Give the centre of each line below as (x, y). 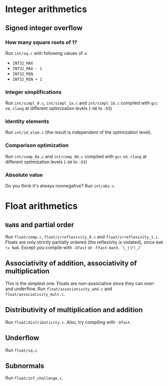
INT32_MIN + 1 (27, 79)
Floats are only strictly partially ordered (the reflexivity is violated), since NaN (84, 242)
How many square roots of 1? (41, 42)
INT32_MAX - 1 (27, 69)
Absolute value (24, 175)
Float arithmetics (41, 206)
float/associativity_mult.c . (35, 294)
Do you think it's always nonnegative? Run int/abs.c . (60, 186)
